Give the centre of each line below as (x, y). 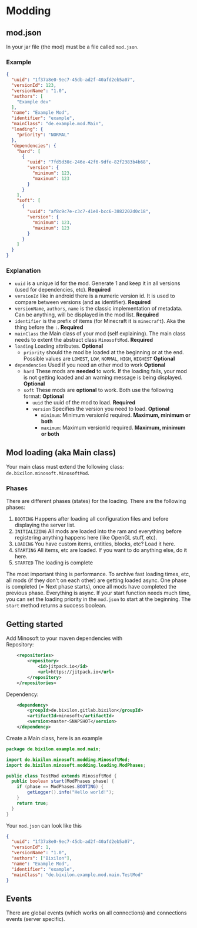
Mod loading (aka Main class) (61, 452)
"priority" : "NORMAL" (43, 135)
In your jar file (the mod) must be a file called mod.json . (73, 47)
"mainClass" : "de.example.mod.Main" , (58, 124)
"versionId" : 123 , (34, 86)
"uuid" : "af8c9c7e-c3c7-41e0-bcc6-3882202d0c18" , (89, 212)
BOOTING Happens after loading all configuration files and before (91, 519)
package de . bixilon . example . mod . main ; (54, 749)
